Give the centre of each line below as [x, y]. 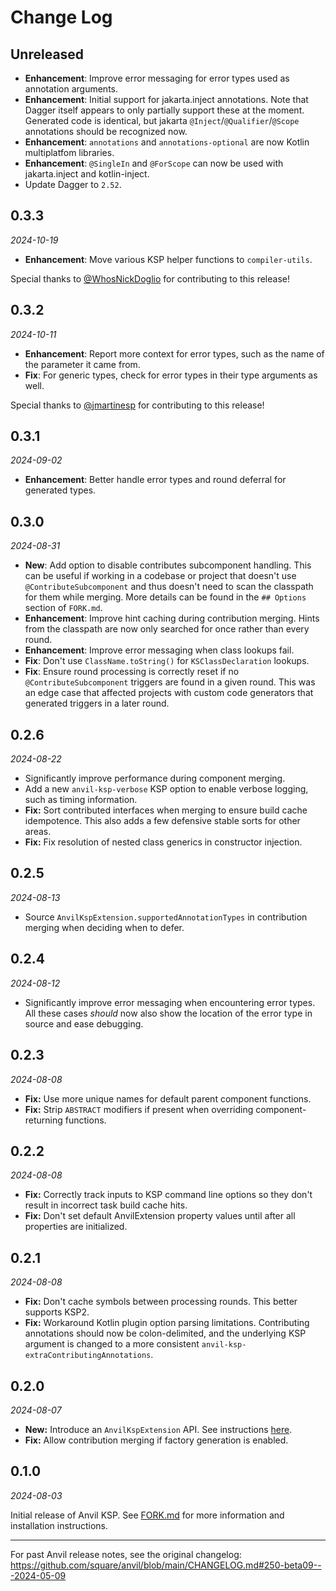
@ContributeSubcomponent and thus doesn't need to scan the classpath [169, 587]
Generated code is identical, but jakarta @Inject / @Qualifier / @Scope [162, 120]
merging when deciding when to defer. [104, 927]
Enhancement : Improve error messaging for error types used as [157, 78]
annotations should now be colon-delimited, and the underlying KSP [165, 1333]
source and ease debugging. [84, 1023]
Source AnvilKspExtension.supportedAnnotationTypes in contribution [166, 917]
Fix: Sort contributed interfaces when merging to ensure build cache [166, 810]
